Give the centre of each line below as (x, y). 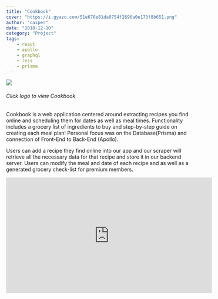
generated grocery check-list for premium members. (70, 169)
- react (26, 45)
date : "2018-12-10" (30, 28)
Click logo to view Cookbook (41, 96)
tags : (13, 39)
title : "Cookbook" (28, 11)
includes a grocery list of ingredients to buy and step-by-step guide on (92, 126)
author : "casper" (27, 22)
